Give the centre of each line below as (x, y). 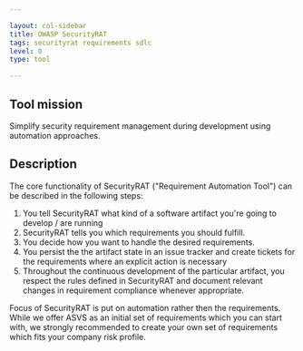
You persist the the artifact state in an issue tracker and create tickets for (159, 251)
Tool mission (46, 104)
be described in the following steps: (76, 195)
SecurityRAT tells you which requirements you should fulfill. (134, 232)
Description (43, 164)
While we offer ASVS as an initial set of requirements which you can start (146, 317)
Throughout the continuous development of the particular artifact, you (154, 271)
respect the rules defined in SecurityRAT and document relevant (142, 280)
